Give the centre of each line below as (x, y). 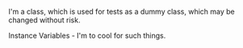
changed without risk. (44, 20)
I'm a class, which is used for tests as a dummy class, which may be (122, 12)
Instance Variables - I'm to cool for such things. (87, 36)
